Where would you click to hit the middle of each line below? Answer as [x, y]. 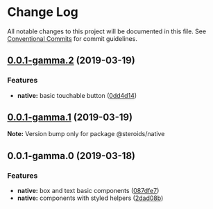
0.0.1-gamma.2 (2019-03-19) [71, 61]
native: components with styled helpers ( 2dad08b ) [90, 198]
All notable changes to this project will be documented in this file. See [107, 31]
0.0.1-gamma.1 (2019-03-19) [70, 118]
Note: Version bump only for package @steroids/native [86, 134]
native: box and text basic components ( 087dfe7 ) [88, 191]
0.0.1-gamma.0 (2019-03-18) [71, 156]
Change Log [43, 12]
